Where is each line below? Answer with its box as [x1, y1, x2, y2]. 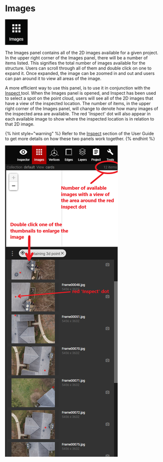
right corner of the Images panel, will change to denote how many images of [5, 106, 158, 111]
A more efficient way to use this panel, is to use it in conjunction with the [5, 85, 151, 90]
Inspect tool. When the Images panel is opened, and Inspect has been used [5, 90, 157, 96]
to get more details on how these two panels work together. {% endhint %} [5, 136, 155, 142]
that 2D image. [5, 121, 35, 127]
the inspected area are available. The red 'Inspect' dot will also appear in [5, 110, 151, 117]
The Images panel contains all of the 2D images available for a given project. [5, 50, 159, 55]
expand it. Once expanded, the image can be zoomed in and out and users [5, 70, 155, 76]
